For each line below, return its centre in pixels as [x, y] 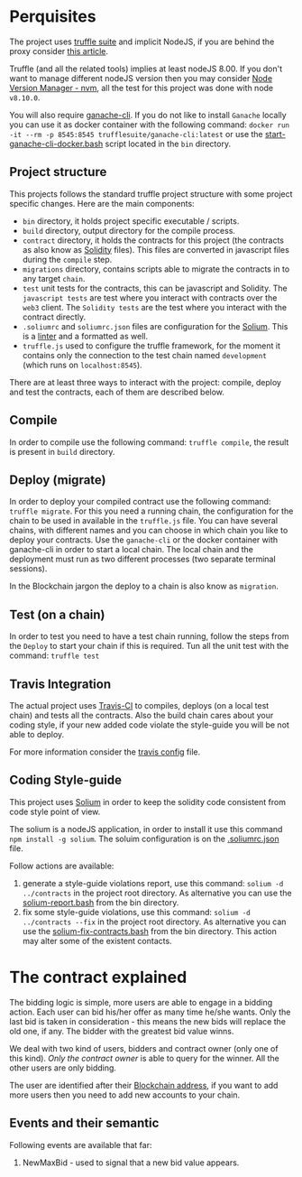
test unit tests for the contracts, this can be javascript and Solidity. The [155, 288]
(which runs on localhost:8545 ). [82, 365]
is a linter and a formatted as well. [85, 336]
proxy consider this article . [59, 51]
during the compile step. [67, 259]
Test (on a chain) [57, 614]
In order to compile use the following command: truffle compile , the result [149, 442]
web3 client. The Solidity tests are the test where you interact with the [155, 307]
